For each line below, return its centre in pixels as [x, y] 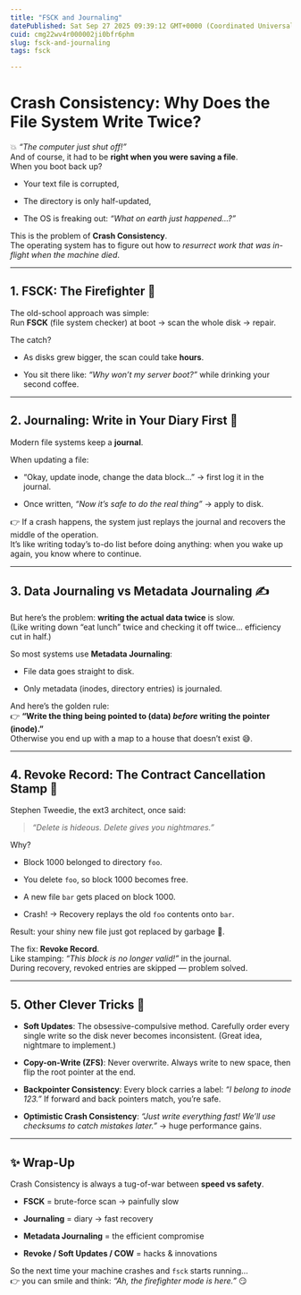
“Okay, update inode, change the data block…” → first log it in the [143, 476]
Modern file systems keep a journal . [77, 442]
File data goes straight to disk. [79, 671]
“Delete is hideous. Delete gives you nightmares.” [123, 828]
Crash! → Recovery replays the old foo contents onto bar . [129, 914]
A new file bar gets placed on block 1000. [99, 897]
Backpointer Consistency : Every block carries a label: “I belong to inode [157, 1090]
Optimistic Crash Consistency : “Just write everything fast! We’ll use [149, 1117]
